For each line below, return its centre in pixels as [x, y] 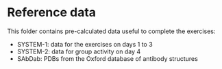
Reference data [52, 13]
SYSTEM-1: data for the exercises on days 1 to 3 [85, 44]
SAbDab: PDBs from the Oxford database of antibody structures [108, 58]
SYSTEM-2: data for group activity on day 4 [79, 51]
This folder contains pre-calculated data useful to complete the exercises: [111, 31]
